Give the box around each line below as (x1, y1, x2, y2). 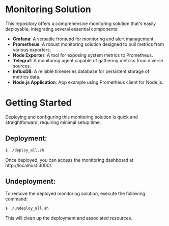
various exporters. (12, 46, 51, 53)
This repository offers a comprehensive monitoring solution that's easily (5, 20, 156, 27)
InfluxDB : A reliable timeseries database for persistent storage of (12, 68, 150, 74)
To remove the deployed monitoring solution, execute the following (5, 190, 146, 197)
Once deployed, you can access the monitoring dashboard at (5, 157, 134, 163)
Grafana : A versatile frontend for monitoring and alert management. (12, 36, 155, 42)
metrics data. (12, 73, 41, 80)
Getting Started (5, 97, 72, 109)
